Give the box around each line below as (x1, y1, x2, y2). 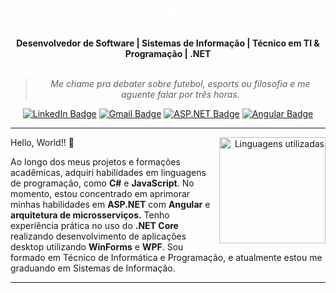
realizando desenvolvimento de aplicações (10, 230, 187, 242)
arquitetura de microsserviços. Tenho (10, 209, 170, 221)
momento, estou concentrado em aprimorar (10, 187, 191, 199)
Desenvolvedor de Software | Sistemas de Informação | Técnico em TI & (16, 37, 320, 49)
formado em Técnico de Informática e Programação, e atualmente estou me (10, 251, 323, 263)
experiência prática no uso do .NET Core (10, 219, 179, 231)
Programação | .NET (124, 47, 212, 59)
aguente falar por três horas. (120, 88, 240, 100)
